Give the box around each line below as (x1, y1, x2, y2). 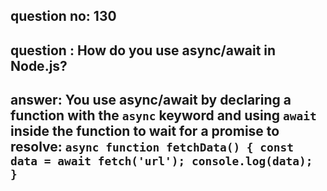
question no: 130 (10, 8, 117, 25)
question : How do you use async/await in (10, 42, 277, 59)
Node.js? (10, 57, 68, 74)
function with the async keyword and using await (10, 107, 317, 124)
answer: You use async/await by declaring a (10, 92, 292, 109)
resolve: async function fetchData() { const (10, 139, 295, 156)
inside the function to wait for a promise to (10, 123, 280, 140)
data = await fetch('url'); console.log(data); (10, 154, 313, 169)
